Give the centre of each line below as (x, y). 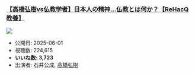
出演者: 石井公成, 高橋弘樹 (46, 65)
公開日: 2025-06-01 (39, 43)
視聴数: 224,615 (34, 51)
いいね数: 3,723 (34, 58)
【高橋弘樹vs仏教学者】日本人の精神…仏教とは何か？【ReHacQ (97, 9)
